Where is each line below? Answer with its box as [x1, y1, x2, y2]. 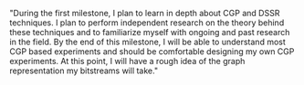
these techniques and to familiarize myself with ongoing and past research [9, 27, 290, 37]
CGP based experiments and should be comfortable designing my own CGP [9, 46, 295, 57]
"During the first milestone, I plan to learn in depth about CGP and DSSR [9, 8, 280, 18]
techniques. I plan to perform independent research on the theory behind [9, 17, 285, 28]
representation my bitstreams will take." [9, 65, 158, 76]
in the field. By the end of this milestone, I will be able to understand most [9, 36, 286, 47]
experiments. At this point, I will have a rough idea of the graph [9, 56, 246, 66]
